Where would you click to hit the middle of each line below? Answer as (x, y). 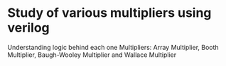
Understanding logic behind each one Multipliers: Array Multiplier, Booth (113, 47)
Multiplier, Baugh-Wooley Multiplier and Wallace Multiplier (92, 55)
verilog (28, 28)
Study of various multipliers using (109, 13)
